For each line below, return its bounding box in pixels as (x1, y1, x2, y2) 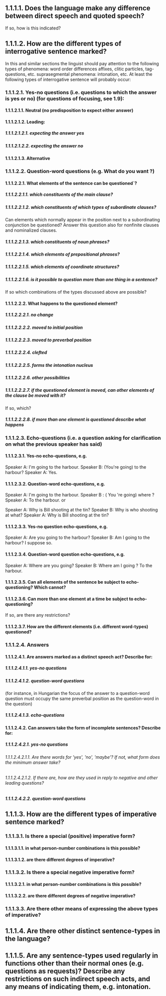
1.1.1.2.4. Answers (5, 641, 49, 648)
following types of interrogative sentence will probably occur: (5, 76, 131, 82)
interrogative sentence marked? (5, 47, 107, 56)
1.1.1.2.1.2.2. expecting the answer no (5, 143, 83, 149)
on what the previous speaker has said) (5, 441, 102, 448)
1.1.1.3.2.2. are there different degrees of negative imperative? (5, 892, 136, 899)
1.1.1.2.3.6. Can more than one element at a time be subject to (5, 596, 134, 602)
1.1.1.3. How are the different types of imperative (5, 810, 157, 819)
